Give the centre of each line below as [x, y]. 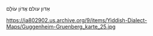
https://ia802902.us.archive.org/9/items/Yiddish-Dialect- [77, 20]
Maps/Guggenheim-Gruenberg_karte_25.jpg [61, 27]
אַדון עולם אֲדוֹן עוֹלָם [28, 9]
